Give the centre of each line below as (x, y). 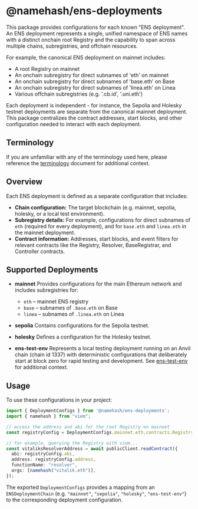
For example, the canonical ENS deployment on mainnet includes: (86, 57)
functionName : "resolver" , (44, 465)
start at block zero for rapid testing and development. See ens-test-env (101, 361)
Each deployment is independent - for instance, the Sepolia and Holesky (94, 105)
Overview (24, 182)
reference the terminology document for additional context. (78, 163)
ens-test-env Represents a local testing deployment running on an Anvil (103, 349)
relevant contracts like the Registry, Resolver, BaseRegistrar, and (93, 245)
